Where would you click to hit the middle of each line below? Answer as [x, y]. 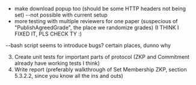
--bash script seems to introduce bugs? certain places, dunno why [88, 45]
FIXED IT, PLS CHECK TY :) [48, 34]
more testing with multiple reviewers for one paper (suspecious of [96, 21]
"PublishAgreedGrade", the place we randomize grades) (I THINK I [96, 27]
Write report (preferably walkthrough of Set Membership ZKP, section [100, 70]
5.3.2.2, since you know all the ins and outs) [69, 76]
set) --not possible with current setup [61, 15]
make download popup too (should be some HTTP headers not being [100, 9]
